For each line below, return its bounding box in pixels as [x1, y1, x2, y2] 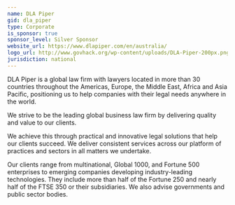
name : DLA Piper [7, 10, 55, 17]
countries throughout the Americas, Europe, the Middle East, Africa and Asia [7, 82, 227, 91]
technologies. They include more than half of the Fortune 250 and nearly [7, 175, 217, 183]
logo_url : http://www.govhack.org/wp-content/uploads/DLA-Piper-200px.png [7, 50, 230, 57]
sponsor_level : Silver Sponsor [7, 36, 99, 43]
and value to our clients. [7, 118, 77, 127]
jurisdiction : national [7, 56, 77, 63]
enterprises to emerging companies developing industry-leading [7, 167, 193, 176]
